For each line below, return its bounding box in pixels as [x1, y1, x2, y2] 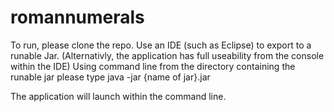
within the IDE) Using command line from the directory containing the [10, 60, 296, 72]
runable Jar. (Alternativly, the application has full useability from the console [10, 49, 325, 61]
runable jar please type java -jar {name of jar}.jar [10, 71, 211, 83]
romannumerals [10, 6, 145, 29]
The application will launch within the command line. [10, 90, 227, 102]
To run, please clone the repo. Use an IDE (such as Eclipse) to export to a [10, 39, 312, 51]
